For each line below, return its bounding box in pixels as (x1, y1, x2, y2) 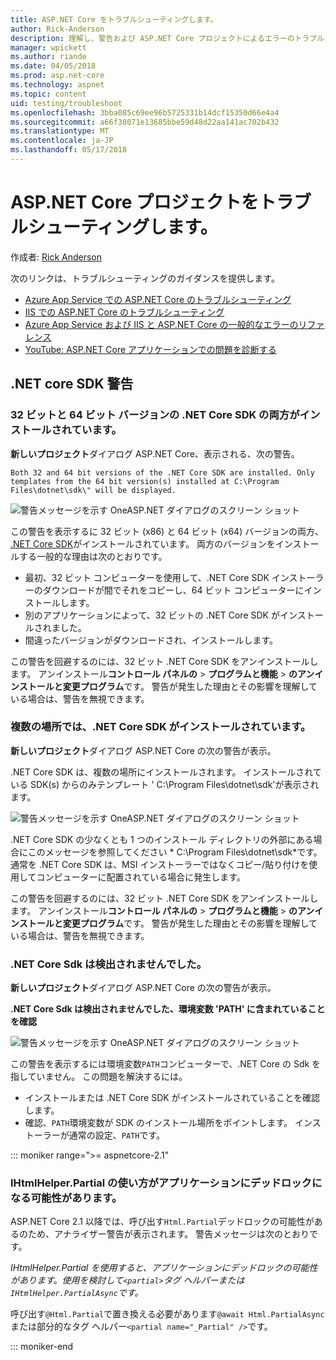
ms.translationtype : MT (10, 126, 110, 136)
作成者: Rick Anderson (10, 251, 102, 263)
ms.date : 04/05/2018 (10, 61, 97, 71)
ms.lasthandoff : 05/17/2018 (10, 145, 128, 155)
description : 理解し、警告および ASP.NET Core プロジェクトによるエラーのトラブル (10, 33, 325, 43)
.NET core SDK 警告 (10, 376, 134, 393)
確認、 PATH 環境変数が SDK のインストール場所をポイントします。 (24, 1117, 293, 1129)
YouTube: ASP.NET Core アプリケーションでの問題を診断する (24, 343, 277, 355)
